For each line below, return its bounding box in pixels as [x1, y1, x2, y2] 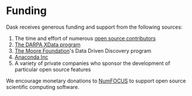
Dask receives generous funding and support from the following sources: [6, 23, 183, 30]
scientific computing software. [6, 83, 80, 90]
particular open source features [14, 66, 91, 73]
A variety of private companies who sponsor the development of [14, 60, 171, 67]
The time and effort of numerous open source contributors [14, 35, 156, 42]
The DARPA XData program [14, 41, 81, 48]
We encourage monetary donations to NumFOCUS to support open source [6, 77, 186, 84]
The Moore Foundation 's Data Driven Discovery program [14, 47, 152, 54]
